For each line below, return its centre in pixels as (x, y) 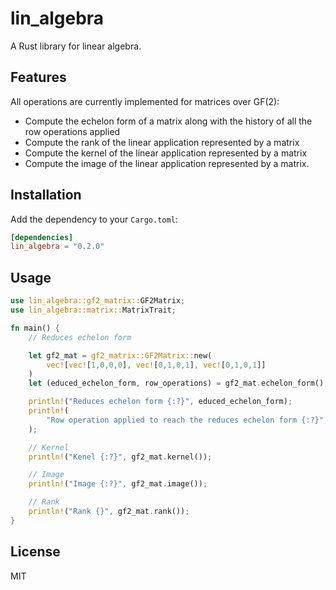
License (35, 552)
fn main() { (35, 328)
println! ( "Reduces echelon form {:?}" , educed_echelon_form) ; (160, 402)
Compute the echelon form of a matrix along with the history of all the (168, 121)
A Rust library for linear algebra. (76, 46)
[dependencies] (42, 237)
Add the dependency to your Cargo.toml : (94, 219)
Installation (46, 195)
